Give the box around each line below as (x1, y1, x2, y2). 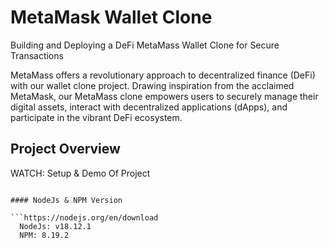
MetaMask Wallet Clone (10, 6, 213, 29)
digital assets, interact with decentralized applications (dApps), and (10, 101, 288, 113)
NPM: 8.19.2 (19, 230, 70, 240)
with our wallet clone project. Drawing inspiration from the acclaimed (10, 79, 295, 91)
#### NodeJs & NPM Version (10, 195, 123, 205)
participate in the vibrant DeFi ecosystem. (10, 111, 183, 123)
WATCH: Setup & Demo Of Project (10, 167, 151, 179)
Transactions (10, 49, 64, 61)
